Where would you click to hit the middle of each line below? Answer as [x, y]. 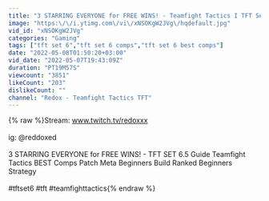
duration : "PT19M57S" [44, 68]
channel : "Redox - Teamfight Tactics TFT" [80, 98]
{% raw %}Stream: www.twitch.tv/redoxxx [78, 120]
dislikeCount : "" [37, 90]
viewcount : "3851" [39, 75]
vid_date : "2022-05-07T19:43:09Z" [66, 61]
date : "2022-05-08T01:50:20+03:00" [68, 53]
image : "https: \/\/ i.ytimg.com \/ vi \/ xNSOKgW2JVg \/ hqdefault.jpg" [119, 23]
